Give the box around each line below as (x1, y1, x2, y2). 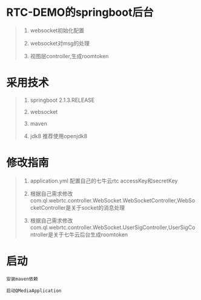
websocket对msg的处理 (30, 39, 90, 47)
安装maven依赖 (6, 276, 38, 282)
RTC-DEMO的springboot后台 (6, 5, 154, 19)
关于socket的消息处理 (70, 204, 125, 211)
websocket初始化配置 (30, 27, 85, 34)
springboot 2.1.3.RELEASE (30, 96, 95, 104)
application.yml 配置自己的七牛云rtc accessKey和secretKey (30, 177, 178, 184)
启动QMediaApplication (6, 287, 62, 294)
